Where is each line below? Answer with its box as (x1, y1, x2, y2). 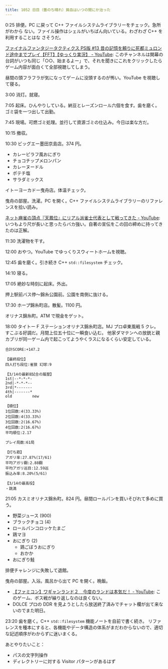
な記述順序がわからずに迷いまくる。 (5, 630, 80, 636)
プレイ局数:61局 (5, 440, 35, 445)
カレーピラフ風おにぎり (12, 151, 61, 157)
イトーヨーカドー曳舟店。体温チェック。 (5, 187, 89, 193)
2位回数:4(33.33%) (5, 414, 42, 419)
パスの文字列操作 (12, 652, 48, 658)
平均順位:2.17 (5, 430, 32, 435)
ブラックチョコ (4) (12, 519, 51, 525)
